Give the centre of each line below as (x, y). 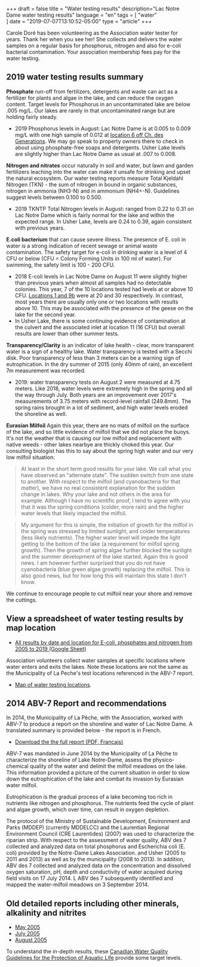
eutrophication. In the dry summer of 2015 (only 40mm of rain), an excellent (99, 364)
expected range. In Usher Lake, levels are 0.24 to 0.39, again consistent (103, 221)
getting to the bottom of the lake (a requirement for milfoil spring (100, 544)
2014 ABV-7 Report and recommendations (87, 704)
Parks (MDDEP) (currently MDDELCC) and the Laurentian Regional (88, 828)
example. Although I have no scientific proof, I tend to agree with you (105, 500)
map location (31, 628)
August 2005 (31, 940)
